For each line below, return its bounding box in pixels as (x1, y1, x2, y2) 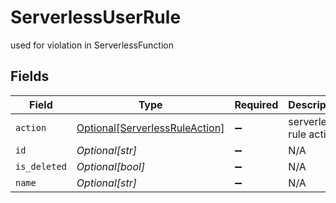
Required (234, 97, 279, 111)
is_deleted (15, 161, 67, 172)
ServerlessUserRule (10, 6, 182, 29)
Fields (10, 68, 50, 85)
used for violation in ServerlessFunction (10, 39, 174, 51)
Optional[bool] (76, 159, 146, 173)
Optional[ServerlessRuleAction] (76, 121, 225, 135)
